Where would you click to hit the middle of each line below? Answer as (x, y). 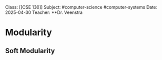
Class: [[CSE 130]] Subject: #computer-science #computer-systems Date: (81, 7)
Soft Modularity (30, 51)
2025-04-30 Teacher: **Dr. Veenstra (44, 12)
